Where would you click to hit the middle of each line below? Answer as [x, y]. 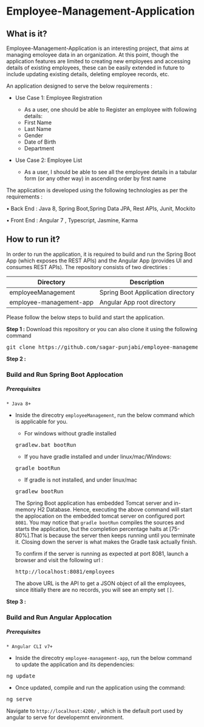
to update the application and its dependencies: [75, 664]
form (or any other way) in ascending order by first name [95, 178]
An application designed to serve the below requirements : [80, 86]
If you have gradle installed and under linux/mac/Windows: [98, 456]
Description [147, 282]
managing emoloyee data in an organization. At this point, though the [93, 55]
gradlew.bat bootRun [46, 445]
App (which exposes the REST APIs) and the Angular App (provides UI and [100, 261]
